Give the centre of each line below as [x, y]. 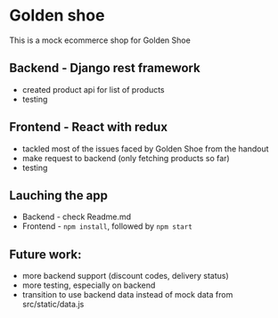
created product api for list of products [93, 89]
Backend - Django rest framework [105, 68]
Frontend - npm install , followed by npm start [107, 226]
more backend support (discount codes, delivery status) [125, 276]
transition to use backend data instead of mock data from [127, 295]
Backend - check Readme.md [77, 217]
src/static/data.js [53, 305]
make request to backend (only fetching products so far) [126, 158]
